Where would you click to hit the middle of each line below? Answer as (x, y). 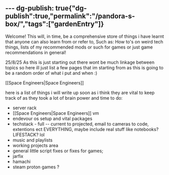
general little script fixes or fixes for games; (58, 151)
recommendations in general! (36, 52)
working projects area (35, 145)
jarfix (18, 156)
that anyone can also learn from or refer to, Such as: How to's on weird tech (84, 41)
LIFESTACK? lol (28, 135)
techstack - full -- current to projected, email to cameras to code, (81, 124)
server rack (25, 108)
